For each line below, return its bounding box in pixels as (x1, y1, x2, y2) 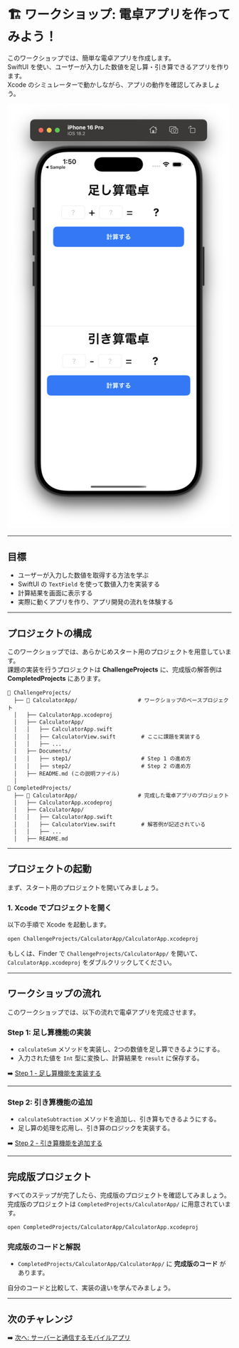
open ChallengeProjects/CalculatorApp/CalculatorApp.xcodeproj (7, 936, 199, 943)
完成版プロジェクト (7, 1171, 92, 1183)
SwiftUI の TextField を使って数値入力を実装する (17, 580, 160, 588)
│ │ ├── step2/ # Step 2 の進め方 (14, 763, 191, 770)
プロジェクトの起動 (7, 863, 92, 875)
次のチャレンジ (7, 1313, 73, 1325)
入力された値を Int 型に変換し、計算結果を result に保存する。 (17, 1054, 203, 1062)
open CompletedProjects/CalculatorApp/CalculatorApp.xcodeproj (7, 1224, 199, 1231)
